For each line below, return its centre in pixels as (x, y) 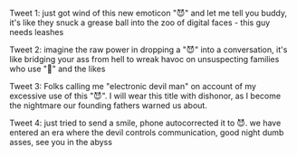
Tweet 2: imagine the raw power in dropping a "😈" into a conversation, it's (148, 50)
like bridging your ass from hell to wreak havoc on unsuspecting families (144, 59)
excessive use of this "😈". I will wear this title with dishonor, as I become (145, 96)
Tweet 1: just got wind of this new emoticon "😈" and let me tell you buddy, (148, 13)
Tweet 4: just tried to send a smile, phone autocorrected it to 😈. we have (145, 123)
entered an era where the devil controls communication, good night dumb (147, 133)
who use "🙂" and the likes (57, 69)
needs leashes (37, 32)
